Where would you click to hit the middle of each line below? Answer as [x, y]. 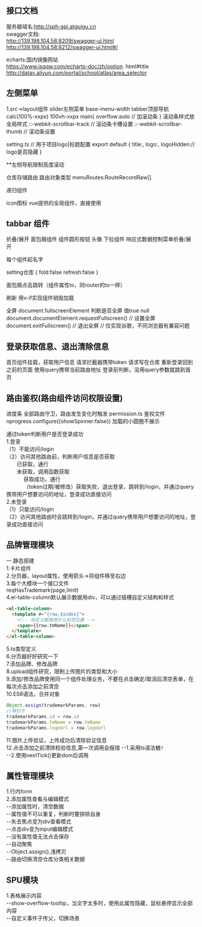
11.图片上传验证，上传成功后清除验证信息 [57, 740]
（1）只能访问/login [30, 509]
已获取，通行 [33, 464]
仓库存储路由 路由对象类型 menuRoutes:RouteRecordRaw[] [79, 177]
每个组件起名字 [25, 259]
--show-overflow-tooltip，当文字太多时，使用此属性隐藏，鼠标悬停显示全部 [99, 903]
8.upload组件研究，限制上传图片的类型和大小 [62, 671]
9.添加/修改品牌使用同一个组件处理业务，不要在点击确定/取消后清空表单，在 [100, 679]
